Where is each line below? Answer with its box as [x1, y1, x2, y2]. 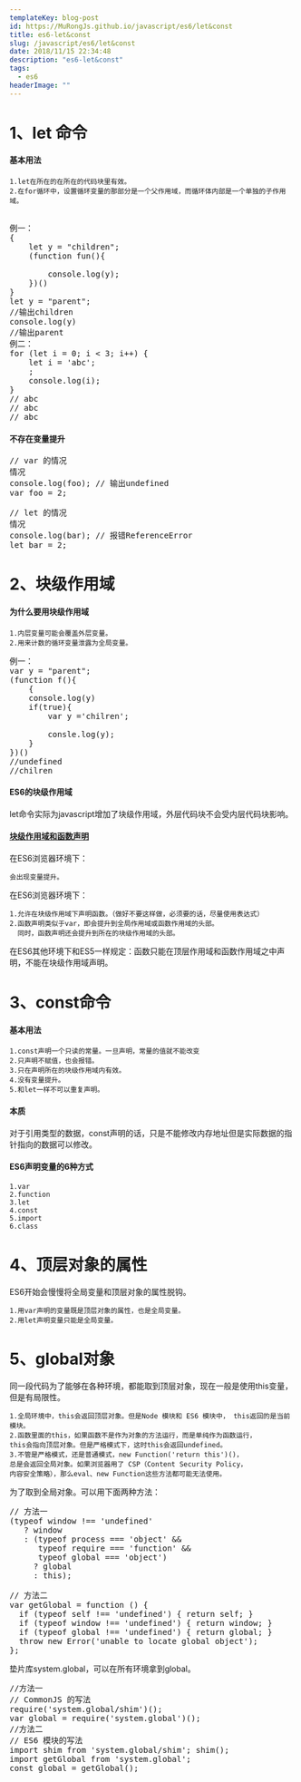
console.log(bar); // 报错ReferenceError [9, 531, 193, 540]
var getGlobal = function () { [9, 1600, 149, 1610]
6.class [9, 1222, 39, 1231]
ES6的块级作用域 [9, 786, 73, 798]
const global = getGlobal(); [9, 1763, 139, 1773]
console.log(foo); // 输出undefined [9, 478, 170, 489]
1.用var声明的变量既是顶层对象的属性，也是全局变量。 [9, 1306, 186, 1315]
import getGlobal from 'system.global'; [9, 1754, 192, 1764]
